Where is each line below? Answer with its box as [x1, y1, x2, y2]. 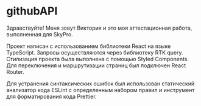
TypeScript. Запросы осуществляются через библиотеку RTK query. [6, 48, 184, 56]
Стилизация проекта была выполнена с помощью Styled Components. [6, 55, 189, 62]
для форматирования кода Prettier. [6, 93, 97, 100]
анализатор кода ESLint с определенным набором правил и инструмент [6, 86, 195, 93]
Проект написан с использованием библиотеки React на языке [6, 42, 171, 50]
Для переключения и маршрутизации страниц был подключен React [6, 62, 186, 69]
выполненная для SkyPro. [6, 30, 73, 38]
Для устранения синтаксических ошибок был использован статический [6, 80, 195, 87]
